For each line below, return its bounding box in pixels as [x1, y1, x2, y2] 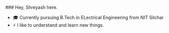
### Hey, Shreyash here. [5, 5, 58, 10]
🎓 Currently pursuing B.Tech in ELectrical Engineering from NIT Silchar [12, 15, 164, 20]
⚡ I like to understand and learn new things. [12, 22, 104, 28]
